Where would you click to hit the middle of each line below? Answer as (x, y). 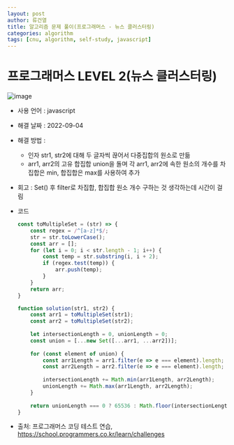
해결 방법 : (31, 140)
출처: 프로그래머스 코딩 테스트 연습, (65, 426)
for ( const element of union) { (77, 353)
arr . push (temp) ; (79, 270)
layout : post (26, 14)
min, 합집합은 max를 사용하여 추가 (93, 173)
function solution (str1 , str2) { (66, 308)
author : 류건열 (27, 20)
